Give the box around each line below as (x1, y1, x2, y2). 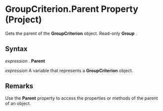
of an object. (5, 100, 31, 106)
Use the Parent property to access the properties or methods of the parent (5, 95, 158, 101)
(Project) (5, 14, 42, 25)
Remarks (5, 82, 34, 90)
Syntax (5, 45, 28, 53)
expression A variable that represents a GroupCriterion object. (5, 67, 133, 73)
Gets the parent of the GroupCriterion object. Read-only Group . (5, 30, 137, 36)
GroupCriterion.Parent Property (5, 3, 139, 15)
